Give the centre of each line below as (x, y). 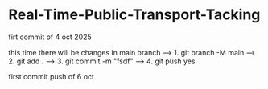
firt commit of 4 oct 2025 (50, 37)
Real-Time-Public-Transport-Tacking (134, 15)
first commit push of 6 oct (52, 76)
